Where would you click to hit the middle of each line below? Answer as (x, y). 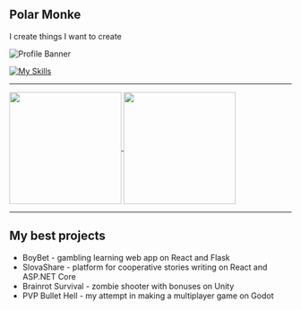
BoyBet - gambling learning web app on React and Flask (126, 257)
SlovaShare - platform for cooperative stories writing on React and (145, 267)
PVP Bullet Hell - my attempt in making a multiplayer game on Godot (148, 296)
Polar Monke (45, 15)
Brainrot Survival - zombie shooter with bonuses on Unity (128, 286)
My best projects (57, 236)
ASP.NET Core (49, 276)
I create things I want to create (66, 36)
